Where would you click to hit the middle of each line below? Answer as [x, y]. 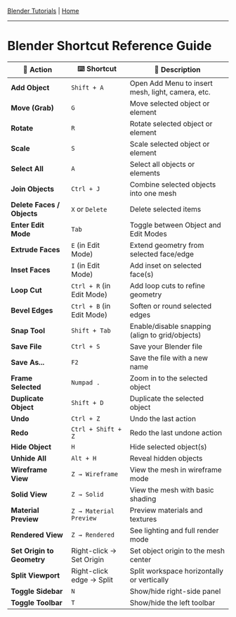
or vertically [149, 580]
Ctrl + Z [86, 418]
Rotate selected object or [171, 123]
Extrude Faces [35, 249]
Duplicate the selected [167, 398]
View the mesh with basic [172, 490]
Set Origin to [32, 551]
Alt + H [84, 458]
